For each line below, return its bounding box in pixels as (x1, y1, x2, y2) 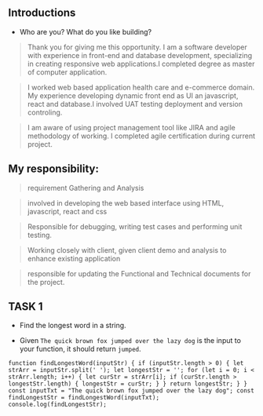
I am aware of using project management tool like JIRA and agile (27, 122, 236, 132)
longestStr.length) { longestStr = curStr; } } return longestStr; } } (8, 380, 247, 388)
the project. (27, 277, 65, 286)
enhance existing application (27, 254, 121, 263)
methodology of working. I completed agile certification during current (27, 131, 256, 140)
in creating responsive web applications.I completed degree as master (27, 59, 255, 68)
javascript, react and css (27, 206, 108, 216)
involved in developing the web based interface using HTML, (27, 198, 225, 207)
